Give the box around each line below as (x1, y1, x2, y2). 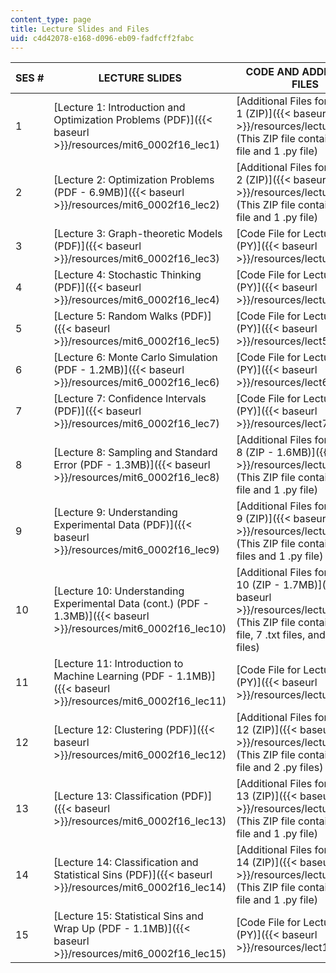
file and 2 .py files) (236, 761, 324, 775)
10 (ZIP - (236, 578, 281, 592)
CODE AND (245, 65, 300, 79)
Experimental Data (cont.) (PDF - (53, 597, 210, 611)
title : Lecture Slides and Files (10, 24, 150, 34)
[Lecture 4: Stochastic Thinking (53, 268, 202, 282)
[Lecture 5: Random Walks (53, 309, 178, 323)
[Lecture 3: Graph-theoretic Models (53, 227, 223, 241)
